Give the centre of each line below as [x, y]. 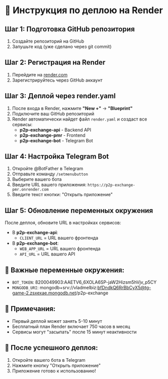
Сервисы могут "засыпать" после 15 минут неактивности [74, 332]
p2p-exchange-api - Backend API [55, 130]
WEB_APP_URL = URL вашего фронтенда [60, 249]
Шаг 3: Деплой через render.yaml [60, 96]
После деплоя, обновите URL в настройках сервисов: [63, 223]
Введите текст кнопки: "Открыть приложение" [62, 195]
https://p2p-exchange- [111, 185]
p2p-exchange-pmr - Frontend [52, 135]
